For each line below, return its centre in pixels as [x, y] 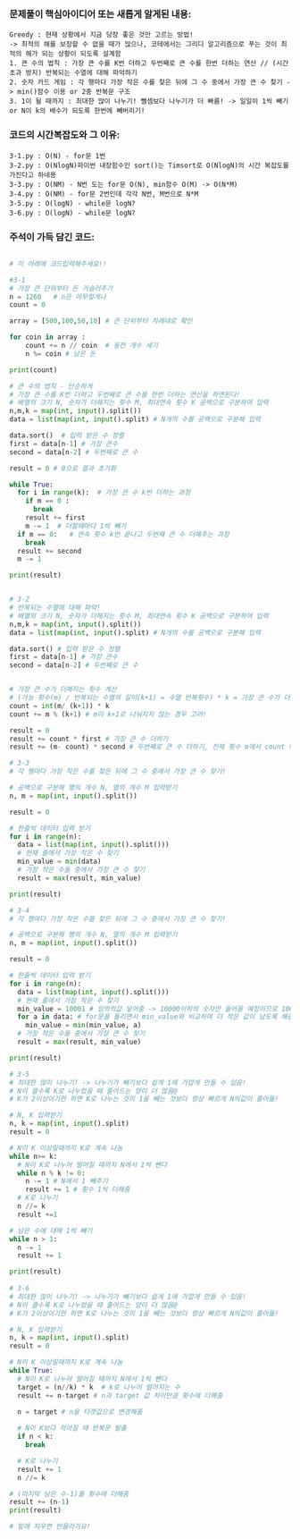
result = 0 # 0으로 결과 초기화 [63, 468]
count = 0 [28, 305]
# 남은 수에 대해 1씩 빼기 [51, 1230]
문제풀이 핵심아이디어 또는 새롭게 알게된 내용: [100, 13]
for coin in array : [48, 337]
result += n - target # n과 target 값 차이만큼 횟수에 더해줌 [120, 1395]
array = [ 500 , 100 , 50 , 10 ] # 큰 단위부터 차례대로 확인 [101, 321]
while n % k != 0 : [52, 1173]
